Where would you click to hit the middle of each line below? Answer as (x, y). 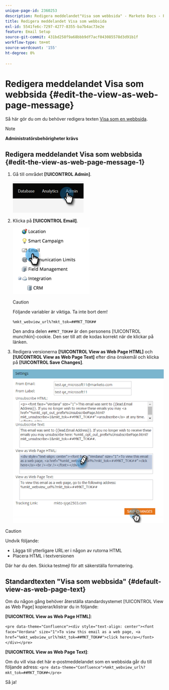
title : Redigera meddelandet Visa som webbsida (56, 21)
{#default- (145, 581)
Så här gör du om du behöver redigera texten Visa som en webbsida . (76, 119)
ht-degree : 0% (20, 53)
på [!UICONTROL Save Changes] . (48, 362)
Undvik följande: (22, 541)
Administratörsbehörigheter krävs (42, 139)
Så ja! (11, 682)
